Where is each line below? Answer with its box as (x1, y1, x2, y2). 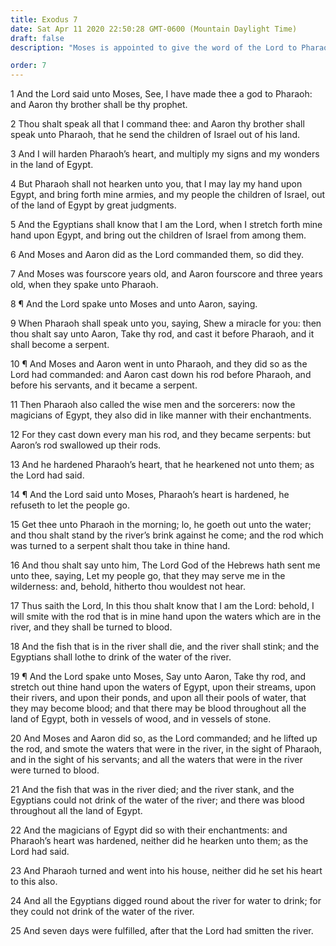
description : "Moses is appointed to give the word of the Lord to (10, 42, 298, 53)
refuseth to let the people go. (10, 499, 131, 511)
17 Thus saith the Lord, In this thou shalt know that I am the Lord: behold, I (10, 600, 315, 612)
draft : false (10, 33, 65, 43)
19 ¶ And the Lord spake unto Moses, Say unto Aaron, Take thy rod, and (10, 671, 307, 683)
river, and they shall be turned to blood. (10, 621, 173, 633)
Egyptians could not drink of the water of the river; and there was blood (10, 794, 305, 806)
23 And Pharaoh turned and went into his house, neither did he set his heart (10, 865, 323, 877)
